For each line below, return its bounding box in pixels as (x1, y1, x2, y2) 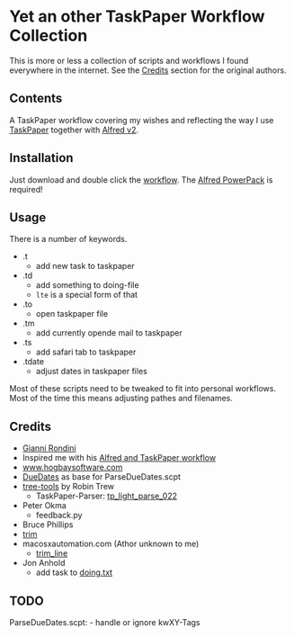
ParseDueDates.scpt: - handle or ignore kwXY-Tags (9, 617, 200, 627)
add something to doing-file (35, 280, 139, 291)
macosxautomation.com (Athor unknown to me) (22, 538, 200, 550)
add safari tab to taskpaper (35, 346, 137, 357)
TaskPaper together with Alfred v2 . (9, 124, 139, 135)
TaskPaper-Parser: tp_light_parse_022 (35, 490, 178, 501)
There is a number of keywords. (9, 234, 128, 245)
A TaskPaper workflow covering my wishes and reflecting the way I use (9, 114, 274, 125)
